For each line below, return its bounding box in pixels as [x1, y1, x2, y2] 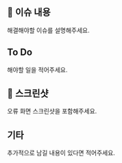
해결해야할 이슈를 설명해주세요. [7, 26, 90, 34]
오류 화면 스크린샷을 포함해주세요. [7, 107, 97, 116]
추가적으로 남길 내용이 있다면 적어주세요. [7, 149, 115, 157]
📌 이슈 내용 [7, 6, 51, 19]
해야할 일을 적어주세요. [7, 65, 68, 74]
